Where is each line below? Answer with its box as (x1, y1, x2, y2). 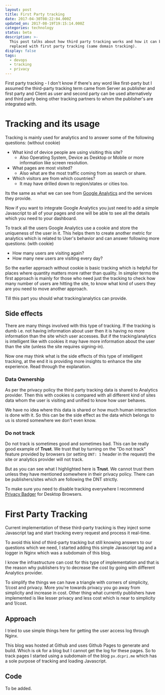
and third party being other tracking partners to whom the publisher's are (5, 96, 153, 101)
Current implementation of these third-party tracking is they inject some (5, 525, 151, 531)
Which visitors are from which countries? (12, 175, 96, 181)
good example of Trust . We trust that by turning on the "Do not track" (5, 446, 146, 452)
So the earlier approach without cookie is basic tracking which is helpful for (5, 265, 158, 271)
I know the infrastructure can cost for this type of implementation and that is (5, 559, 160, 566)
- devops (9, 58, 27, 62)
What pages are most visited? (12, 165, 73, 171)
